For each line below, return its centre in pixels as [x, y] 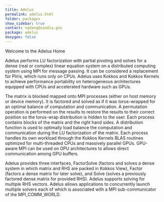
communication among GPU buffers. [42, 153]
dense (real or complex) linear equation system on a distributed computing [80, 66]
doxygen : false [21, 37]
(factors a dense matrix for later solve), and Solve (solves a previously [76, 173]
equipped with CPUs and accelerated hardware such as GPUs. [68, 87]
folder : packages [23, 19]
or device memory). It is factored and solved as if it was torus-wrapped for [80, 101]
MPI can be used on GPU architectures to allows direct [74, 148]
